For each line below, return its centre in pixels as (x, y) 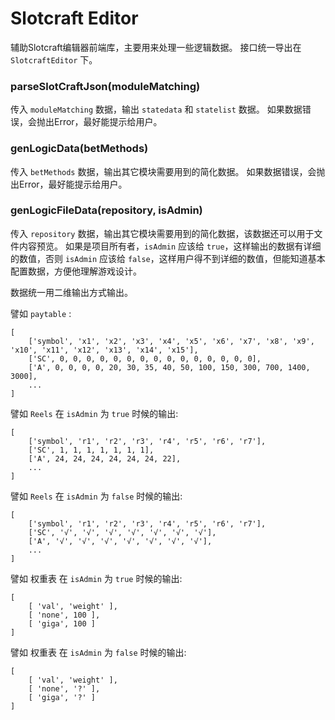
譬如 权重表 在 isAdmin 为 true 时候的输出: (96, 578)
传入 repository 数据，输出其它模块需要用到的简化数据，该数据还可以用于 (162, 233)
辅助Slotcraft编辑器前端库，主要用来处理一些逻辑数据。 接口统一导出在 (156, 47)
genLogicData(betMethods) (79, 149)
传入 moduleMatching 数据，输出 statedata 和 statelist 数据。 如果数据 (156, 109)
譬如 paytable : (41, 313)
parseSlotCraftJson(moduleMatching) (105, 86)
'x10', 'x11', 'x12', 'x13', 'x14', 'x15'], (104, 350)
